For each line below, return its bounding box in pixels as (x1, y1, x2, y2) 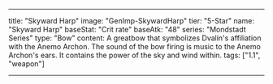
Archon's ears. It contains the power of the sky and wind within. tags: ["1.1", (8, 50, 261, 60)
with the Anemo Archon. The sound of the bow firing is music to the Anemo (8, 42, 262, 51)
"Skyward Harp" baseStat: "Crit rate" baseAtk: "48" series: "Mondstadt (8, 25, 246, 34)
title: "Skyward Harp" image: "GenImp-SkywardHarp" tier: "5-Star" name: (8, 16, 254, 25)
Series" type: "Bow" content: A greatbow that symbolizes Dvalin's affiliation (8, 33, 262, 43)
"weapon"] (8, 59, 45, 69)
